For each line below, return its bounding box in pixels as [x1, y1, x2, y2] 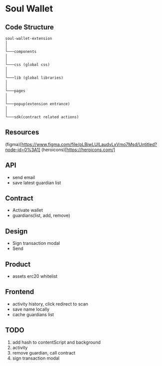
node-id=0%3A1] [5, 147, 41, 153]
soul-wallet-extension [5, 36, 52, 41]
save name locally [12, 306, 50, 312]
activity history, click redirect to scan [12, 301, 88, 307]
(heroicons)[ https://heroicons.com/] [41, 147, 116, 153]
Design [5, 227, 28, 235]
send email [12, 174, 35, 180]
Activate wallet [12, 207, 43, 213]
